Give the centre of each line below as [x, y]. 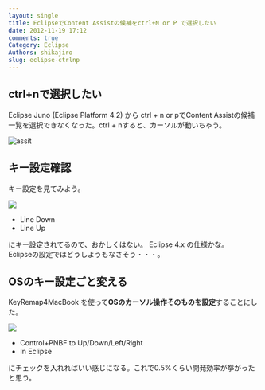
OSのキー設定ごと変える [68, 281]
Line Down [37, 219]
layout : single [33, 16]
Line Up [33, 228]
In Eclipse [36, 352]
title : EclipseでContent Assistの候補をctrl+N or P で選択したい [112, 23]
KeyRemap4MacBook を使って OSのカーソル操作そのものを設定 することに [129, 302]
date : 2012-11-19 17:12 [48, 30]
